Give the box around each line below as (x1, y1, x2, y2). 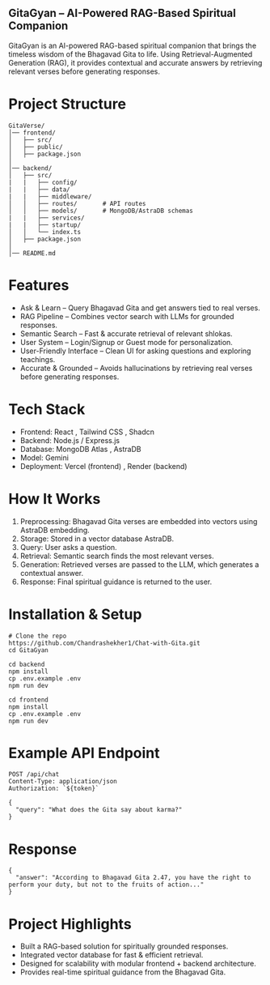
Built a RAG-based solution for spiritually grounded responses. (19, 941, 229, 951)
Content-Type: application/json (8, 778, 117, 786)
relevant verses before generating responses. (8, 66, 160, 76)
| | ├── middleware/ (8, 192, 92, 201)
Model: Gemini (19, 453, 69, 463)
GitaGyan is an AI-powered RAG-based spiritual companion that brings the (8, 41, 257, 50)
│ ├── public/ (8, 143, 63, 151)
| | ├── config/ (8, 178, 78, 186)
